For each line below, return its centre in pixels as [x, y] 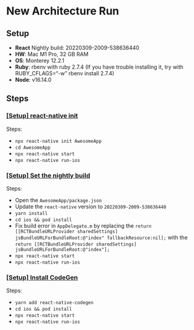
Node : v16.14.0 [33, 80]
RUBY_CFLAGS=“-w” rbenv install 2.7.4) [64, 73]
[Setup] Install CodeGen [42, 277]
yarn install [31, 213]
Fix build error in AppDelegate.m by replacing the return [83, 226]
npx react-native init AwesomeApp [58, 141]
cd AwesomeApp [33, 148]
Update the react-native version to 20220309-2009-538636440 [91, 207]
